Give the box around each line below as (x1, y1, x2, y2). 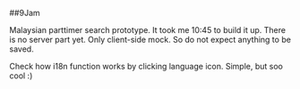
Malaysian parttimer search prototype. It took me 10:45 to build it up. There (9, 25, 287, 35)
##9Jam (9, 8, 40, 18)
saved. (9, 44, 34, 54)
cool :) (9, 70, 33, 81)
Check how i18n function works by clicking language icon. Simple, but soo (9, 61, 284, 71)
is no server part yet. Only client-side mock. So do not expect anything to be (9, 35, 291, 44)
